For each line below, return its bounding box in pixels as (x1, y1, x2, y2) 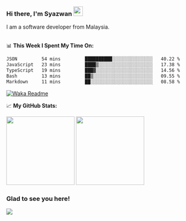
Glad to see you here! (6, 194, 70, 203)
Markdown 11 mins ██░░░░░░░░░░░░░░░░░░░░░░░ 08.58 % (6, 79, 181, 85)
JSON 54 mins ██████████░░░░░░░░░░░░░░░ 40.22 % (6, 56, 181, 62)
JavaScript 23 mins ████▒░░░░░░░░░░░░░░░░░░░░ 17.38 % (6, 61, 181, 68)
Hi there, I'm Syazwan (6, 9, 73, 18)
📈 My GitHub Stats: (6, 102, 58, 109)
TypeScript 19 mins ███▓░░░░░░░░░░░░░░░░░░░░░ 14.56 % (6, 68, 181, 74)
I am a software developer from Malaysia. (6, 23, 110, 30)
